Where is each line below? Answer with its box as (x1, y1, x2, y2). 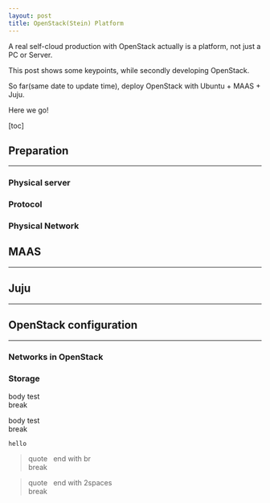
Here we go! (8, 105, 50, 115)
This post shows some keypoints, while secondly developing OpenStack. (8, 65, 250, 75)
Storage (8, 373, 40, 384)
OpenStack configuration (8, 318, 138, 332)
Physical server (8, 178, 71, 189)
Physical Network (8, 220, 80, 231)
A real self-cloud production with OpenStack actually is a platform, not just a (8, 41, 261, 51)
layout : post (8, 11, 52, 20)
